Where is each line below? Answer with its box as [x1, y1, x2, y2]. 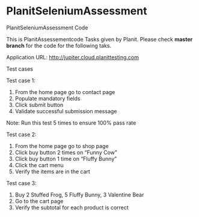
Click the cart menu [14, 161, 64, 168]
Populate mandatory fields [14, 95, 81, 102]
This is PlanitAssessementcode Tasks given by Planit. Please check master [6, 35, 193, 43]
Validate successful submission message [14, 107, 117, 114]
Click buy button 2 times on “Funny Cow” [14, 149, 117, 156]
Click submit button [14, 101, 64, 108]
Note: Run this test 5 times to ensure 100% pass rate [6, 119, 136, 126]
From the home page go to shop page [14, 142, 109, 149]
